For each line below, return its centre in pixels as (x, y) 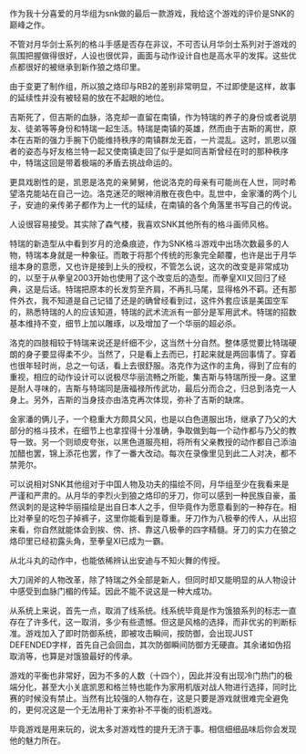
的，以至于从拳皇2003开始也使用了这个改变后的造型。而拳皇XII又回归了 (144, 278)
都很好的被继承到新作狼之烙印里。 (81, 67)
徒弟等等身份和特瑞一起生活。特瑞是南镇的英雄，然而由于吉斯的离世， (157, 129)
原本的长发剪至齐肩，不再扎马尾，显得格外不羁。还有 (189, 289)
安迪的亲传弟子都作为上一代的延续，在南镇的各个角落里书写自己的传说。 (161, 205)
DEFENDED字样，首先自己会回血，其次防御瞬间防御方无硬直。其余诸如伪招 (150, 645)
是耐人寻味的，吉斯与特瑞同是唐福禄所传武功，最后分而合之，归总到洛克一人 (153, 388)
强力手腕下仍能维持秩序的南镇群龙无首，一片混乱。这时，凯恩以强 (173, 140)
